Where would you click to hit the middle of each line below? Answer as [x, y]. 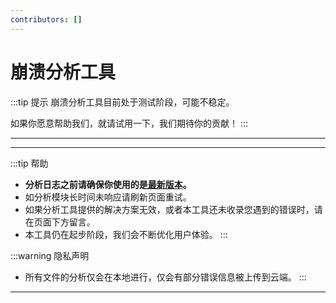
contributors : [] [46, 19]
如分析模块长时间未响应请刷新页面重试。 [108, 197]
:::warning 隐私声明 [50, 255]
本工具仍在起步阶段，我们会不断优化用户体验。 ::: [126, 234]
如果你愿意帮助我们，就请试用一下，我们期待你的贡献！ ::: [129, 123]
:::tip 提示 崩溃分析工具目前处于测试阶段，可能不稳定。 [122, 102]
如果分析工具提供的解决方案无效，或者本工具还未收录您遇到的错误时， [169, 209]
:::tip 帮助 [29, 163]
